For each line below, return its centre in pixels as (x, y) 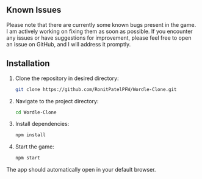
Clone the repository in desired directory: (67, 78)
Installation (28, 64)
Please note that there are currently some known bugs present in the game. (101, 24)
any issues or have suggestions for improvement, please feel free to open (99, 38)
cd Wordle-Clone (36, 112)
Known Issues (34, 10)
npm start (28, 158)
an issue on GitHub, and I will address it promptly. (69, 44)
